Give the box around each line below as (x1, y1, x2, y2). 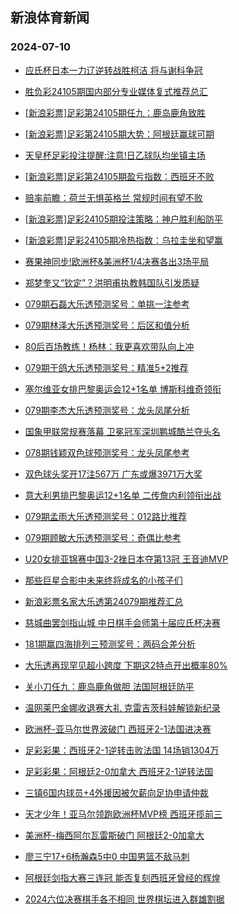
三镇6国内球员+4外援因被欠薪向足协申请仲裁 (24, 786, 209, 798)
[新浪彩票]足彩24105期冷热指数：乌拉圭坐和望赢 (24, 234, 223, 246)
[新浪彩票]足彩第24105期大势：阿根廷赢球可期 (24, 128, 215, 140)
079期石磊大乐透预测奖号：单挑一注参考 (24, 298, 190, 310)
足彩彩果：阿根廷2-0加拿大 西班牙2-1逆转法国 (24, 765, 214, 777)
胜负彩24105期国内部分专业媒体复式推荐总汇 (24, 85, 208, 97)
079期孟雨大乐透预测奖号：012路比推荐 (24, 510, 187, 522)
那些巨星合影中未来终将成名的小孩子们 (24, 574, 183, 586)
